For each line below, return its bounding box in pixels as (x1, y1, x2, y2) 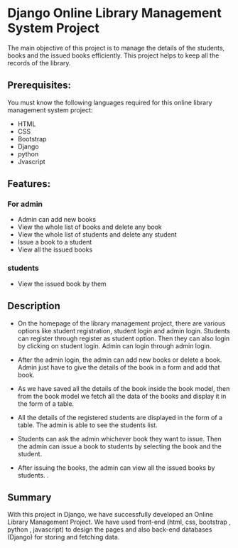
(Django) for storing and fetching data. (7, 533, 120, 542)
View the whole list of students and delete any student (17, 230, 177, 239)
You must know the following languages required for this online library (7, 98, 212, 107)
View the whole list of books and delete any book (17, 222, 162, 232)
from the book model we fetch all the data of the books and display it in (17, 392, 227, 400)
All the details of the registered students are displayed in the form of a (17, 413, 222, 421)
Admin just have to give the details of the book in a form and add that (17, 362, 220, 371)
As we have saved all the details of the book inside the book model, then (17, 384, 230, 392)
